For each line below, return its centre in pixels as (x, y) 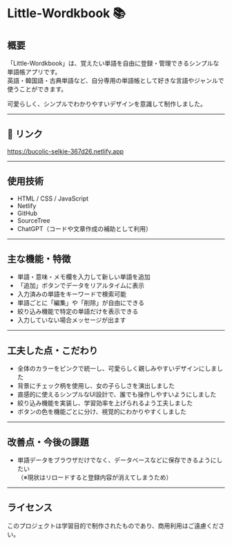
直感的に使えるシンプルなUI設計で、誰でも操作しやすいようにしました (117, 394)
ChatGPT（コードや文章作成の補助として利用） (84, 228)
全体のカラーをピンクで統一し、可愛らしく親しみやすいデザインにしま (117, 369)
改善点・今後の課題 (48, 442)
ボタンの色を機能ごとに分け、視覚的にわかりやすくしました (102, 412)
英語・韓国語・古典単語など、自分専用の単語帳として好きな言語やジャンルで (116, 81)
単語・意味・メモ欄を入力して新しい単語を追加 (84, 277)
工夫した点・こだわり (52, 350)
